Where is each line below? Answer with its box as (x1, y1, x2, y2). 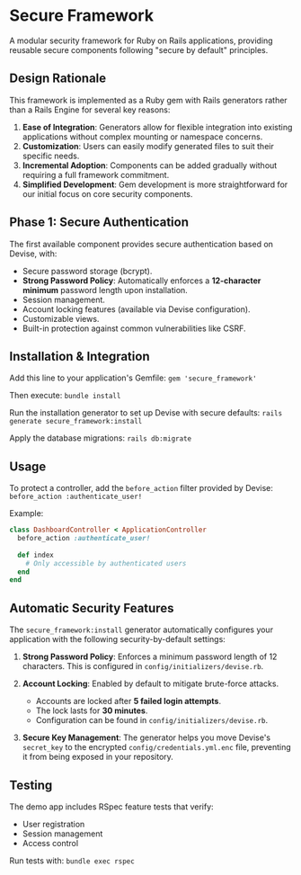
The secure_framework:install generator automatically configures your (9, 624, 274, 635)
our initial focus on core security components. (22, 188, 193, 199)
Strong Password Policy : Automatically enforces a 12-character (22, 275, 261, 286)
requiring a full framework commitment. (22, 169, 170, 180)
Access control (22, 837, 79, 848)
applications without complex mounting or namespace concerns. (22, 131, 263, 142)
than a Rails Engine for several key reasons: (9, 104, 171, 115)
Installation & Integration (9, 348, 150, 364)
